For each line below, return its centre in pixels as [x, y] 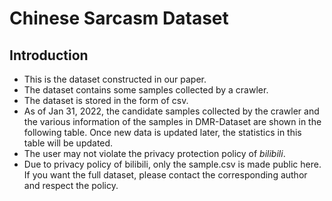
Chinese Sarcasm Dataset [119, 18]
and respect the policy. [71, 185]
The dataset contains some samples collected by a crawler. [146, 90]
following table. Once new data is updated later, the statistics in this [162, 132]
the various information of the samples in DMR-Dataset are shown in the [172, 121]
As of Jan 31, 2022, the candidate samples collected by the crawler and [171, 111]
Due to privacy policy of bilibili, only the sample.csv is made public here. [172, 164]
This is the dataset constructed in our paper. [115, 79]
